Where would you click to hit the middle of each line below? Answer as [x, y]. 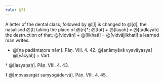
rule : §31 [16, 10]
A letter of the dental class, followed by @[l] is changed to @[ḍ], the [76, 24]
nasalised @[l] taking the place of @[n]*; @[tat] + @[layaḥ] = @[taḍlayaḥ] [82, 29]
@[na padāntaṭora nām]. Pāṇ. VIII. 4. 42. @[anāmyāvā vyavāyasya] [83, 50]
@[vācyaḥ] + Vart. [31, 55]
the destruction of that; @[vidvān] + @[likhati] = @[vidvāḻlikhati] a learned [82, 35]
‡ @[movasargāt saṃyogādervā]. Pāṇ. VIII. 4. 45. [56, 75]
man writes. [17, 40]
